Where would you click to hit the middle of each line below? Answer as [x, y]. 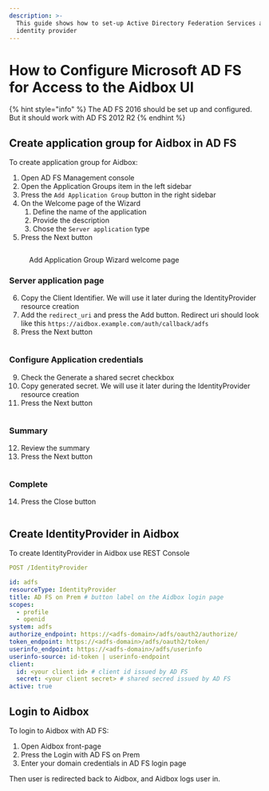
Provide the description [71, 220]
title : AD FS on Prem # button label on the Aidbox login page [117, 597]
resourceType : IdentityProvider [63, 589]
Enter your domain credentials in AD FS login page [103, 763]
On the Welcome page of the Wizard [81, 203]
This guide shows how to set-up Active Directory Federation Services [136, 23]
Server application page [57, 281]
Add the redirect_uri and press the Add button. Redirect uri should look [140, 315]
